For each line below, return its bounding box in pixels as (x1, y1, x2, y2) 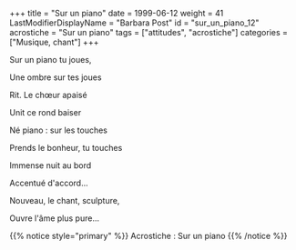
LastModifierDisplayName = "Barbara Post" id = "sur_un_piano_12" (9, 17, 260, 28)
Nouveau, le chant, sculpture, (9, 195, 120, 205)
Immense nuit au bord (9, 160, 92, 171)
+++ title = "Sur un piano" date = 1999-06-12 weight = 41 (9, 8, 224, 18)
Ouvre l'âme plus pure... (9, 213, 100, 224)
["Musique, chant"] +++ (9, 36, 99, 47)
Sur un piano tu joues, (9, 55, 92, 65)
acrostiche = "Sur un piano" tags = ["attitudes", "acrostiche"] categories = (9, 27, 289, 37)
